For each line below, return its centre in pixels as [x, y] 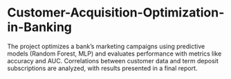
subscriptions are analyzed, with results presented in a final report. [102, 68]
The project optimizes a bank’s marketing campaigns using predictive [106, 46]
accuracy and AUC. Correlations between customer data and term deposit [113, 60]
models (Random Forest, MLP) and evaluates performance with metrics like [114, 54]
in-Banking [40, 27]
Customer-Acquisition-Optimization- [116, 13]
